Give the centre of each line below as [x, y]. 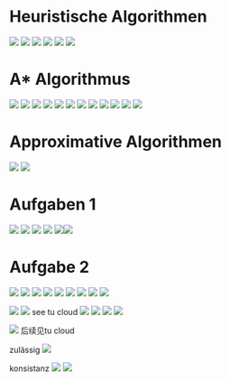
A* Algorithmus [70, 79]
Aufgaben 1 [53, 204]
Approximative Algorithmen [116, 142]
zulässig [25, 349]
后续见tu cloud [47, 330]
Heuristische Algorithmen [108, 17]
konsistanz [29, 368]
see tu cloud [55, 311]
